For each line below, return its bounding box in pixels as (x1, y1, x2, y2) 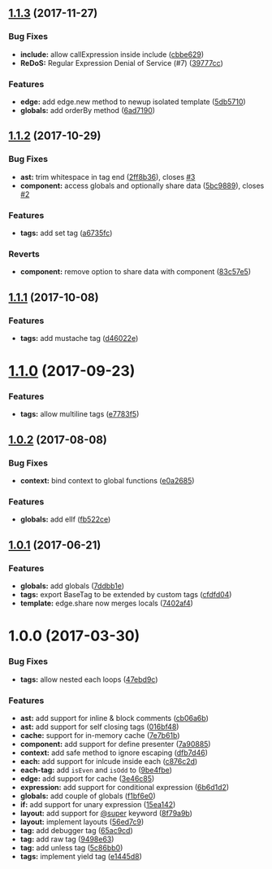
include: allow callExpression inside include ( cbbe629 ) (19, 49, 205, 59)
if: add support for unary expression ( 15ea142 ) (19, 799, 176, 809)
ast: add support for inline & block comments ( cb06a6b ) (19, 713, 209, 723)
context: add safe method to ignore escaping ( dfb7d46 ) (19, 748, 209, 758)
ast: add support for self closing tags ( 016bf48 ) (19, 722, 179, 731)
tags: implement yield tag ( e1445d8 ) (19, 851, 142, 861)
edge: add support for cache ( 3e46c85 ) (19, 773, 155, 784)
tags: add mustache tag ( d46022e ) (19, 333, 139, 343)
